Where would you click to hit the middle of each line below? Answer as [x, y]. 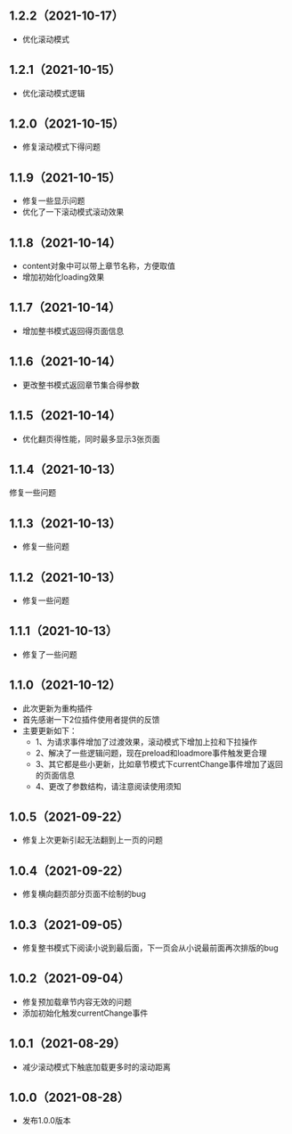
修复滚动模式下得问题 [61, 147]
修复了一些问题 [49, 654]
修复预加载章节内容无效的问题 [77, 1001]
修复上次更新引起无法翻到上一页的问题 [92, 840]
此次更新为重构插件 [57, 708]
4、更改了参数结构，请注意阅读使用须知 [108, 786]
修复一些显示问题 [53, 201]
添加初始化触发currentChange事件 [85, 1013]
